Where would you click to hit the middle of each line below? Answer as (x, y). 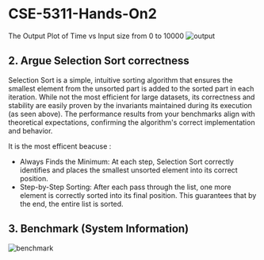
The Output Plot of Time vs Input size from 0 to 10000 (96, 36)
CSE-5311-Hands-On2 (82, 14)
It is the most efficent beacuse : (60, 146)
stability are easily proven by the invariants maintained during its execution (130, 105)
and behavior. (31, 130)
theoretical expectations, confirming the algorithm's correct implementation (132, 122)
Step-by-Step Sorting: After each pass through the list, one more (125, 187)
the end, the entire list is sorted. (72, 204)
